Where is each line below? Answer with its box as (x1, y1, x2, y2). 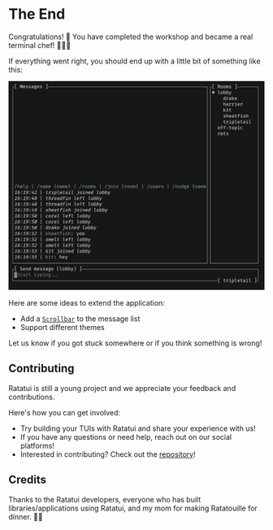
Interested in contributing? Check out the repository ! (19, 449, 197, 459)
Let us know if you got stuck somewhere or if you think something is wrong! (8, 338, 262, 348)
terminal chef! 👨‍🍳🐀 (8, 40, 71, 50)
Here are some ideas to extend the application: (8, 298, 165, 307)
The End (8, 5, 66, 24)
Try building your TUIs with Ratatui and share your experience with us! (19, 424, 256, 433)
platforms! (19, 441, 55, 450)
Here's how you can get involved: (8, 407, 120, 417)
